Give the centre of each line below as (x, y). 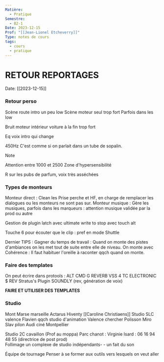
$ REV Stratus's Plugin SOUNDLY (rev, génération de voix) (64, 281)
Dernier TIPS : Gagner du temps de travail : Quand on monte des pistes (77, 242)
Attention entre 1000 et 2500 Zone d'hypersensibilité (58, 165)
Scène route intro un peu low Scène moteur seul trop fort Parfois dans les (79, 112)
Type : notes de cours (27, 37)
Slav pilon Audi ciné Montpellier (37, 324)
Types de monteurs (29, 187)
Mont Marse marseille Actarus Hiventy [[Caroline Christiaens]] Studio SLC (80, 314)
